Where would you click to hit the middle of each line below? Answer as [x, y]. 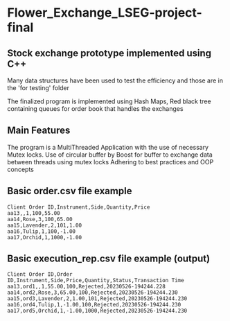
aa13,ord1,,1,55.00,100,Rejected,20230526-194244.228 [87, 287]
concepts [21, 169]
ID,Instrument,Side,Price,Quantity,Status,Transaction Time [96, 281]
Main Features [39, 131]
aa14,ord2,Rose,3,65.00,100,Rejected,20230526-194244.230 [92, 293]
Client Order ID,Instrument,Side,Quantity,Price [79, 207]
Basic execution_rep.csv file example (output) [108, 259]
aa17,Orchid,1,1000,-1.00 [44, 237]
